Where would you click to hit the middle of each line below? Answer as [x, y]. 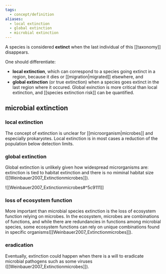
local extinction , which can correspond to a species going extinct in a [84, 71]
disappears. [17, 52]
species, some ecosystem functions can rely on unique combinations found [83, 227]
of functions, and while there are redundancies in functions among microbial [83, 222]
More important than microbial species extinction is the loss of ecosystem [81, 211]
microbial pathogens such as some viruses [49, 261]
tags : [11, 10]
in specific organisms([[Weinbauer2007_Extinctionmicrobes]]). [69, 232]
